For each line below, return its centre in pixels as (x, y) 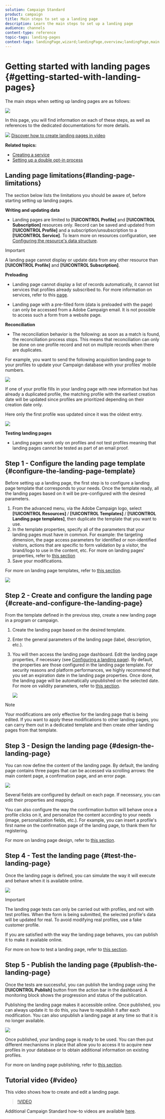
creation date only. (24, 404)
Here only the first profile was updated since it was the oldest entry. (74, 414)
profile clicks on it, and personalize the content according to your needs (78, 815)
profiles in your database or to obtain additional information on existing (77, 1050)
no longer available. (25, 1021)
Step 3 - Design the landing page (56, 746)
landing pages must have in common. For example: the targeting (78, 535)
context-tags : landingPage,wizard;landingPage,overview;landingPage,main (82, 42)
